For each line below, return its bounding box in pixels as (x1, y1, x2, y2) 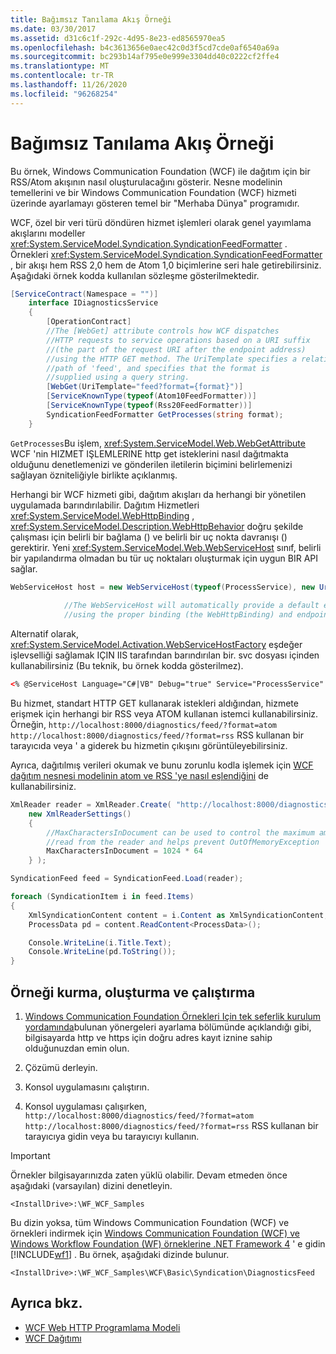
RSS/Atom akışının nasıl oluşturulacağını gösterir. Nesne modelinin (10, 176, 283, 188)
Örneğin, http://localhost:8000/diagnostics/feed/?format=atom (10, 719, 277, 731)
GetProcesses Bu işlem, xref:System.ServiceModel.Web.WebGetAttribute (10, 437, 306, 449)
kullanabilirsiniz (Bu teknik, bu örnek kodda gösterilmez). (10, 660, 244, 672)
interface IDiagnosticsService (28, 298, 159, 308)
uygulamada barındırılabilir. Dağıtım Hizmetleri (10, 499, 200, 511)
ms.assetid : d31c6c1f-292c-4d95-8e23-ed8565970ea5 (10, 33, 226, 43)
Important (10, 1150, 51, 1161)
